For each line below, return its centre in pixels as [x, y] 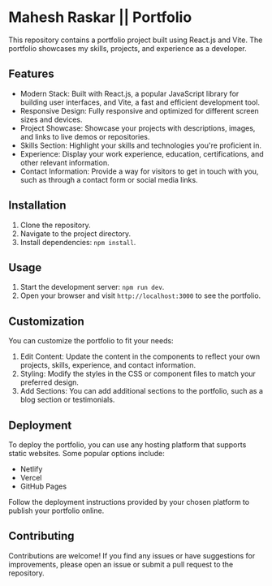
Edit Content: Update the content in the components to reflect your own [140, 356]
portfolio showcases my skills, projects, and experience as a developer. [128, 48]
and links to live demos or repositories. [85, 136]
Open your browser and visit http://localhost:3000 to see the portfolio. [140, 295]
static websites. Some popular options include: [86, 453]
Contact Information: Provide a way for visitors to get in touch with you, [139, 171]
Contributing [41, 536]
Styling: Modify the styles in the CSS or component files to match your [138, 374]
